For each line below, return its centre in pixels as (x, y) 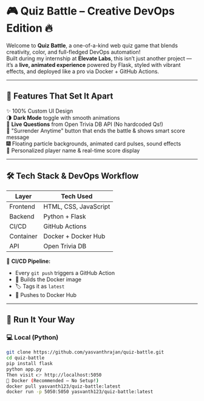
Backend (22, 216)
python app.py (24, 369)
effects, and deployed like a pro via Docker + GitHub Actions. (83, 71)
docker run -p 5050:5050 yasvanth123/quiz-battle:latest (80, 392)
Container (23, 236)
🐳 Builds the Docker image (48, 279)
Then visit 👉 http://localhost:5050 (54, 375)
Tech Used (76, 196)
